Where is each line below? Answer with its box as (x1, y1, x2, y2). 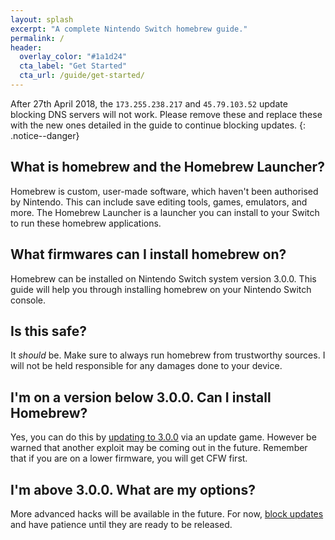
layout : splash (10, 14, 74, 25)
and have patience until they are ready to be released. (10, 518, 233, 530)
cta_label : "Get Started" (19, 61, 128, 71)
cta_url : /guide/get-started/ (19, 71, 145, 81)
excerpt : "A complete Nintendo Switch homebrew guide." (10, 24, 248, 34)
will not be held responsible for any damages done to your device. (10, 360, 283, 372)
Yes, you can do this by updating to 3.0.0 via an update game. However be (10, 431, 317, 443)
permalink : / (10, 33, 65, 43)
